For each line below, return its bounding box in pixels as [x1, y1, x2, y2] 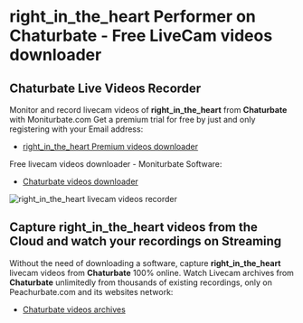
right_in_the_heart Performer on [9, 6, 256, 27]
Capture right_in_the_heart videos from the [9, 219, 258, 235]
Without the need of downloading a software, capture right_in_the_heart [9, 257, 282, 268]
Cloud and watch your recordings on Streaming [9, 234, 282, 249]
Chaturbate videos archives [22, 304, 127, 315]
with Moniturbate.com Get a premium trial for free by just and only [9, 115, 256, 125]
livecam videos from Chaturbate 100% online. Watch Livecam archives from [9, 267, 294, 278]
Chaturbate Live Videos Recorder [9, 80, 202, 96]
